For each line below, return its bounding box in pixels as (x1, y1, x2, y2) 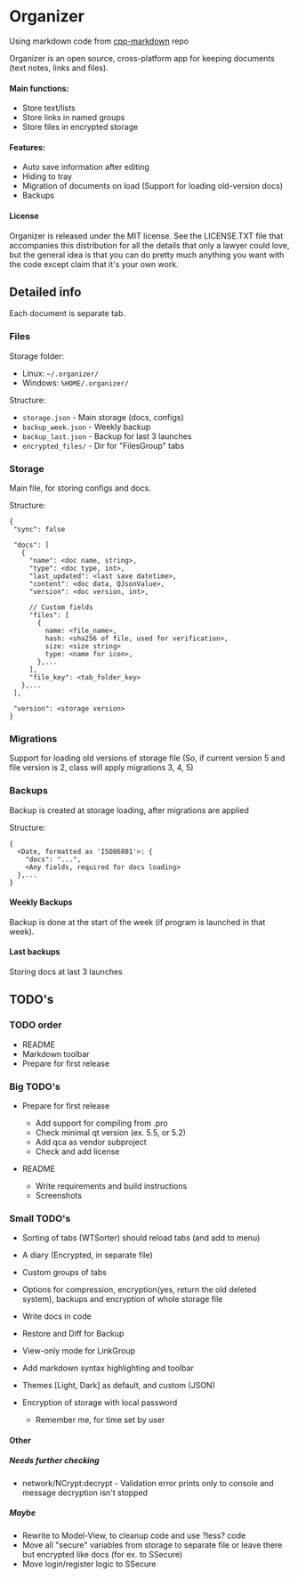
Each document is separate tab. (9, 308, 126, 319)
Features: (9, 142, 46, 152)
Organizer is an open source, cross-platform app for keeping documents (9, 53, 276, 63)
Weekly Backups (9, 897, 73, 907)
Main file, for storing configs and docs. (9, 483, 151, 493)
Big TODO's (9, 1080, 60, 1093)
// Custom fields (28, 603, 93, 612)
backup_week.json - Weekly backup (21, 421, 151, 432)
